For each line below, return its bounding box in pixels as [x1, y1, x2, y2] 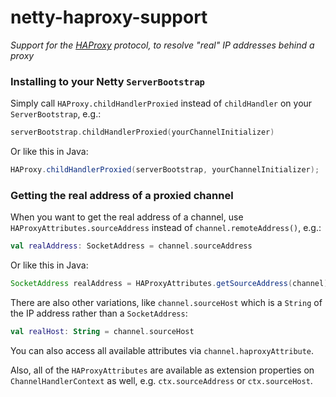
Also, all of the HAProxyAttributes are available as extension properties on [10, 364, 315, 376]
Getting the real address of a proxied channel [10, 188, 234, 202]
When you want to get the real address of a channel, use [10, 211, 244, 223]
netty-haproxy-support [10, 6, 208, 29]
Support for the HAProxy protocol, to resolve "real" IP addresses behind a [10, 39, 315, 51]
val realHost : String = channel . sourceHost [10, 327, 195, 337]
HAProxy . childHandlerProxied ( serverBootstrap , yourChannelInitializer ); [10, 165, 320, 175]
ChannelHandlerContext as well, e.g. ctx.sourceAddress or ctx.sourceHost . [10, 374, 313, 386]
